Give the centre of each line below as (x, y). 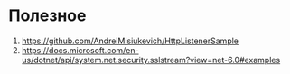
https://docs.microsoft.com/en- (80, 50)
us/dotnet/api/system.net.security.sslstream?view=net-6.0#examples (151, 60)
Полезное (47, 16)
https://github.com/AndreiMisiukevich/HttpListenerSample (130, 41)
